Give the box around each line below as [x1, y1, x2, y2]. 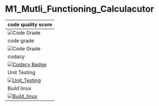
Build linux [7, 85, 32, 91]
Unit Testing [7, 69, 35, 76]
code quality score [7, 21, 53, 28]
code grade [7, 37, 34, 44]
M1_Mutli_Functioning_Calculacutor [5, 3, 155, 15]
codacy [7, 53, 25, 60]
